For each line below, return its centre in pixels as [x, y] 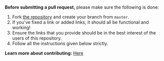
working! [21, 27]
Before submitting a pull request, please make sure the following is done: [82, 7]
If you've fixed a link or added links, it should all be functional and [80, 22]
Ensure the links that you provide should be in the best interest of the [84, 33]
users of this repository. [37, 38]
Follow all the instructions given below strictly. [60, 43]
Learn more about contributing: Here [44, 53]
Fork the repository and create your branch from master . [71, 17]
